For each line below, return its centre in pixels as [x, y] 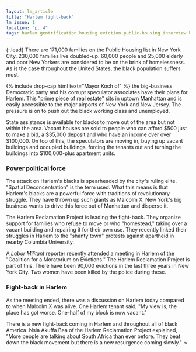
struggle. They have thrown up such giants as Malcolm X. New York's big [94, 200]
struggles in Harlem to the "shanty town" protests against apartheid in [90, 236]
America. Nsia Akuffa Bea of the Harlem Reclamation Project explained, [92, 330]
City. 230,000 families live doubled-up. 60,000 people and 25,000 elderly [94, 56]
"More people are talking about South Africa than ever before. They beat [93, 336]
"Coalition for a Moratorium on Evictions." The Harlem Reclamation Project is [98, 260]
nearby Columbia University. [40, 242]
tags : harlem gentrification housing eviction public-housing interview [96, 33]
